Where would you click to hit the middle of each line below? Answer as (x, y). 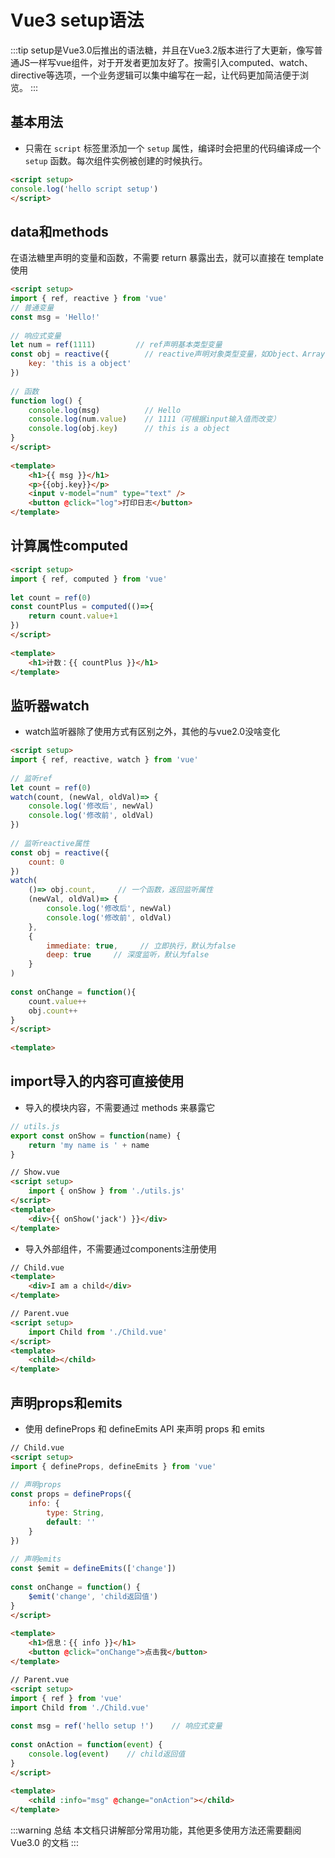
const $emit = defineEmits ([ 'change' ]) (93, 1569)
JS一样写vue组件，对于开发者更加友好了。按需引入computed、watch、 (166, 62)
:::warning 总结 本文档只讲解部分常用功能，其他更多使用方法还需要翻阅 (156, 1830)
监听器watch (50, 705)
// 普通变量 (32, 307)
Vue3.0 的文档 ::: (44, 1843)
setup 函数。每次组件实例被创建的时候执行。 (116, 160)
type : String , (75, 1513)
